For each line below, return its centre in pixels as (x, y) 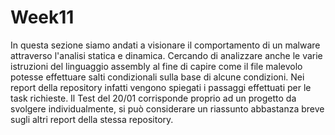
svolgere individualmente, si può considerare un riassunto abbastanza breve (167, 108)
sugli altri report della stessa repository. (92, 119)
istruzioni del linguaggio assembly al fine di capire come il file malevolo (156, 66)
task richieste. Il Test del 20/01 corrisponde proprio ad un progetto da (153, 98)
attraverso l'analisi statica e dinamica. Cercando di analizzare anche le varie (166, 55)
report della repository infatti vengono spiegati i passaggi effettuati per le (161, 87)
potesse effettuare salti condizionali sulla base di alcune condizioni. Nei (157, 77)
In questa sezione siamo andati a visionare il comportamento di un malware (165, 45)
